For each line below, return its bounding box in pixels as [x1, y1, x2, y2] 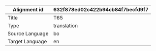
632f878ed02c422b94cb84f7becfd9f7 [53, 6, 149, 13]
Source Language [7, 30, 49, 37]
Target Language [7, 38, 47, 45]
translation [53, 22, 78, 29]
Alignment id [12, 6, 44, 13]
